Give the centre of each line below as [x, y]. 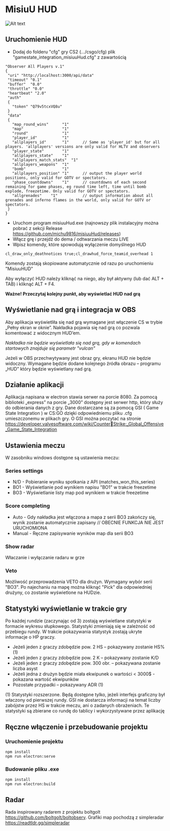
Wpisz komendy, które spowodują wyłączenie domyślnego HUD [79, 244]
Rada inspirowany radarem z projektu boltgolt [53, 812]
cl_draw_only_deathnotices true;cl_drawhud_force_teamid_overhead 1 [79, 254]
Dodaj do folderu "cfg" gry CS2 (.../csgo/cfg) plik [64, 51]
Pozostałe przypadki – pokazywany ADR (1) [58, 685]
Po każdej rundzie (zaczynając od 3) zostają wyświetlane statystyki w [78, 621]
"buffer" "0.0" [25, 84]
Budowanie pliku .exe [32, 769]
